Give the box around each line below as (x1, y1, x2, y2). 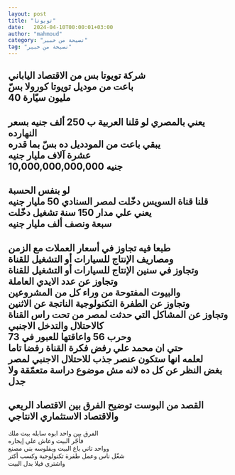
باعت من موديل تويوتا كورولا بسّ (8, 81, 134, 93)
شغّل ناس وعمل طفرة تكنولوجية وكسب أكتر (8, 452, 125, 460)
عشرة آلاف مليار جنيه (8, 149, 92, 161)
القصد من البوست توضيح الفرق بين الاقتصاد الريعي (8, 399, 204, 411)
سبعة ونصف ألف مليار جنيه (8, 218, 112, 230)
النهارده (8, 127, 38, 139)
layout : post (8, 10, 47, 18)
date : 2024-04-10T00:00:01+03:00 (8, 23, 114, 31)
